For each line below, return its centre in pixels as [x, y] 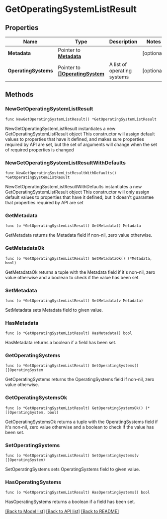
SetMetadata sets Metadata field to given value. [54, 310]
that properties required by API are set [44, 202]
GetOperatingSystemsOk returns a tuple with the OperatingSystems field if [82, 422]
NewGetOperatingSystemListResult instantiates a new [60, 128]
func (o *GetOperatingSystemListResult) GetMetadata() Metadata [73, 226]
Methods [19, 95]
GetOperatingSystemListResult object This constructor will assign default [80, 134]
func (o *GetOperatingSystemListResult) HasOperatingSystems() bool [78, 493]
